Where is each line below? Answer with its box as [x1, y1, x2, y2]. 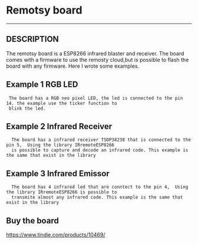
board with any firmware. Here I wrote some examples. [6, 62, 140, 70]
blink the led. [8, 105, 46, 111]
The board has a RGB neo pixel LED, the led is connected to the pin [8, 95, 183, 101]
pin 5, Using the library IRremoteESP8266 [6, 142, 115, 148]
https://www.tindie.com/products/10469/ [6, 231, 105, 238]
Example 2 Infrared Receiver [6, 121, 113, 131]
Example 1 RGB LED [6, 80, 78, 90]
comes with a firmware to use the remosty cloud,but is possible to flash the [6, 56, 189, 63]
